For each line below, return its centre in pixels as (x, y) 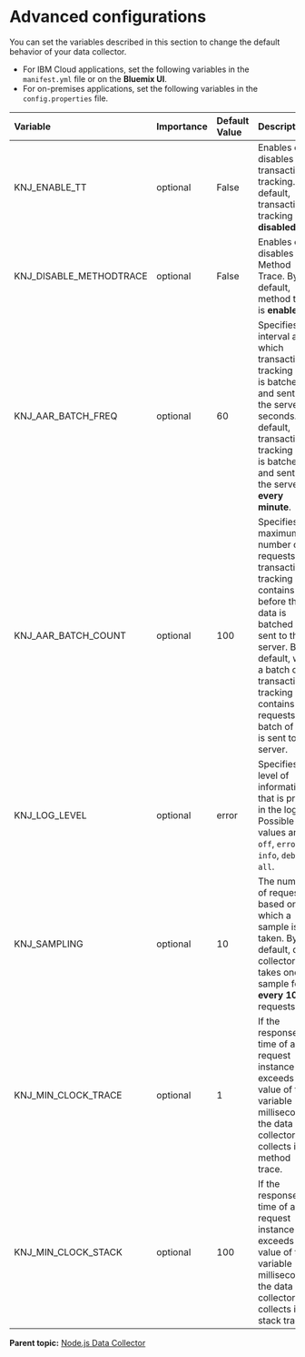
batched (275, 623)
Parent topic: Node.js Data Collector (78, 1342)
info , (268, 855)
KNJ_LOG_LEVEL (50, 815)
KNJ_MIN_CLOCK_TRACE (68, 1095)
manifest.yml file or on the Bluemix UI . (95, 78)
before (272, 601)
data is (272, 613)
